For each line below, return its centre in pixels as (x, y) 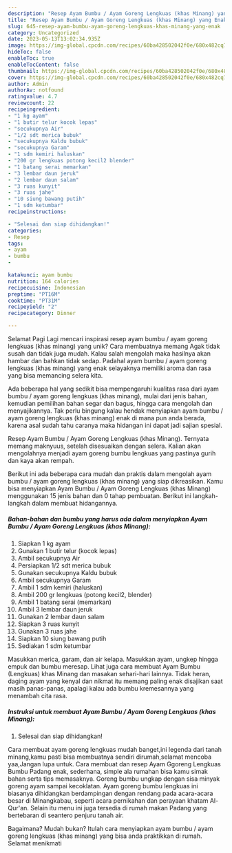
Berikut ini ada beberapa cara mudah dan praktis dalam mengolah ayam (110, 474)
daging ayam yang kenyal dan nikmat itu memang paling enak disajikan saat (115, 681)
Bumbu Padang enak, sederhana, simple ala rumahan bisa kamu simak (108, 771)
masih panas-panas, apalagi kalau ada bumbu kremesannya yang (101, 688)
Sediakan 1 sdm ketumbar (54, 646)
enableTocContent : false (43, 65)
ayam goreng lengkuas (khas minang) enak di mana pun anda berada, (107, 418)
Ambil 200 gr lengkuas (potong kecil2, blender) (85, 594)
